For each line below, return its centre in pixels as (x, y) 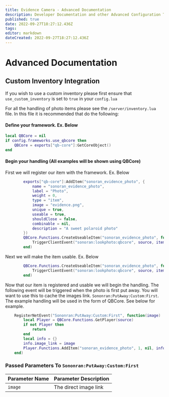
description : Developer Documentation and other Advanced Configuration (83, 15)
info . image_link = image (49, 343)
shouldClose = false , (55, 219)
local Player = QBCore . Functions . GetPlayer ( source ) (79, 320)
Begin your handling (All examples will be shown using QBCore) (73, 161)
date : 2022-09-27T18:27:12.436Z (39, 24)
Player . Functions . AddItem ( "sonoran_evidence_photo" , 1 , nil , (89, 348)
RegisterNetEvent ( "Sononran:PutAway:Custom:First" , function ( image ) (88, 315)
